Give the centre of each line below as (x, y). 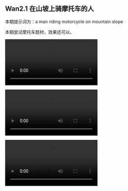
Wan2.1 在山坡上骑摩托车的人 (50, 9)
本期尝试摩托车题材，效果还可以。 (40, 32)
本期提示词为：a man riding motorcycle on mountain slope (64, 22)
